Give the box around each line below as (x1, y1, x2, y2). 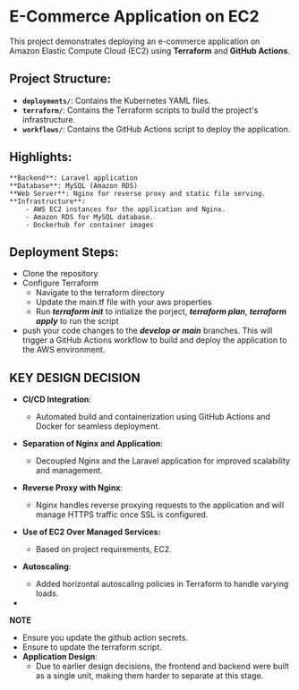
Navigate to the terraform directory (35, 287, 166, 298)
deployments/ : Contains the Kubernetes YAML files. (21, 95, 211, 106)
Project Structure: (9, 72, 112, 87)
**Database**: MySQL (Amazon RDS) (9, 181, 139, 190)
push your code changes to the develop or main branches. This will (21, 325, 273, 336)
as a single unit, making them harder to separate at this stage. (35, 670, 264, 681)
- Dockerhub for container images (25, 220, 154, 229)
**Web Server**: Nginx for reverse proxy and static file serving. (9, 189, 267, 198)
